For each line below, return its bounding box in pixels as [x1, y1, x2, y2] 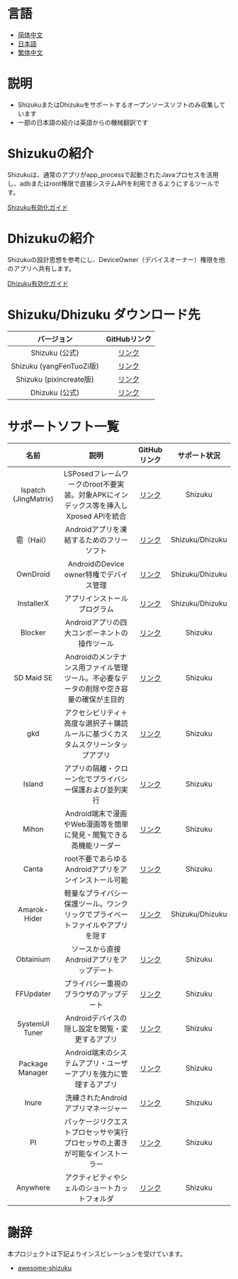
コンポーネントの [71, 627, 129, 637]
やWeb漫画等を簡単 [63, 819, 129, 829]
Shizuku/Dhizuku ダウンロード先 [7, 307, 200, 322]
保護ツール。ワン [64, 899, 122, 909]
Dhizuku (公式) [30, 387, 80, 397]
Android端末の [64, 1047, 113, 1057]
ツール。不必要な [64, 673, 122, 683]
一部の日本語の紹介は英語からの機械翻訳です [17, 118, 149, 127]
